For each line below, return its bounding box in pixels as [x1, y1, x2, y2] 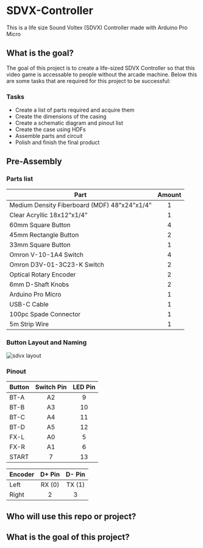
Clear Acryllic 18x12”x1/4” [9, 211, 88, 219]
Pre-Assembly [6, 156, 62, 167]
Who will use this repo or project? [6, 511, 137, 522]
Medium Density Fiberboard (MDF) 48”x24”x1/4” [9, 201, 152, 209]
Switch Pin [35, 383, 67, 391]
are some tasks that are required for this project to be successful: [6, 77, 171, 84]
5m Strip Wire [9, 320, 49, 328]
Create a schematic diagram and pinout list [15, 120, 123, 127]
